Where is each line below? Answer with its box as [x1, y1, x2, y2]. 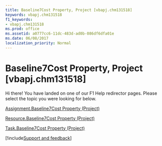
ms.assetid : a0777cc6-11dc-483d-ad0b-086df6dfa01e [5, 31, 114, 36]
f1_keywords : [5, 17, 33, 22]
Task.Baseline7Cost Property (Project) [5, 125, 85, 131]
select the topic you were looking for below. [5, 95, 97, 102]
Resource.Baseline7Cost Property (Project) [5, 115, 95, 121]
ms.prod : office [5, 26, 39, 32]
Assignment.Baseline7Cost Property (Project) [5, 105, 100, 111]
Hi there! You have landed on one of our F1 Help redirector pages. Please [5, 90, 157, 96]
